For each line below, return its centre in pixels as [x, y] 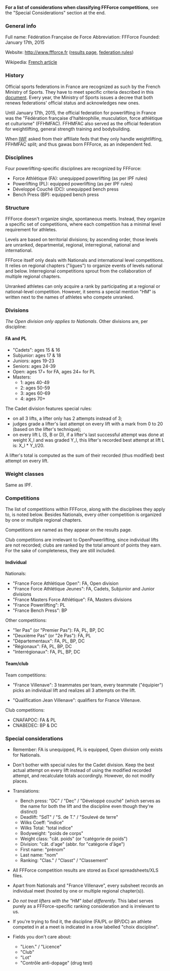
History [15, 75]
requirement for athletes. [31, 230]
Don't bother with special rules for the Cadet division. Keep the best [83, 765]
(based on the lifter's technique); [47, 429]
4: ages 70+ [33, 398]
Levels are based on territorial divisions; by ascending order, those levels [82, 239]
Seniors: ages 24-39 [34, 366]
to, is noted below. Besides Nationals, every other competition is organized [83, 515]
